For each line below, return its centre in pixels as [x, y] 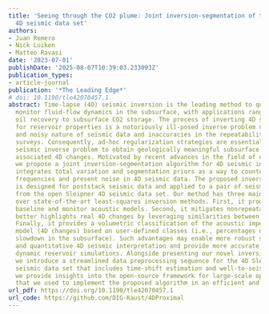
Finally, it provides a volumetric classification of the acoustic [130, 224]
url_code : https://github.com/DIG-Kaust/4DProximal [96, 298]
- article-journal [39, 82]
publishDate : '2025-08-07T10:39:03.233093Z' [84, 68]
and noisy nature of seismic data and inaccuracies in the [116, 134]
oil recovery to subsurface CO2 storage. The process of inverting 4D [136, 120]
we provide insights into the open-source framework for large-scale [134, 276]
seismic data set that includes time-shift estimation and [116, 268]
